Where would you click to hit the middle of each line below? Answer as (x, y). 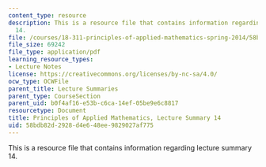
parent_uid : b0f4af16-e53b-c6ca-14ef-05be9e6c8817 (93, 103)
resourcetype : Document (47, 111)
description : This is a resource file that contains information (118, 23)
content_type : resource (47, 15)
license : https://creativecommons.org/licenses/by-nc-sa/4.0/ (113, 74)
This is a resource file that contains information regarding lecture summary (130, 147)
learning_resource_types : (51, 60)
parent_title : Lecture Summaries (63, 89)
